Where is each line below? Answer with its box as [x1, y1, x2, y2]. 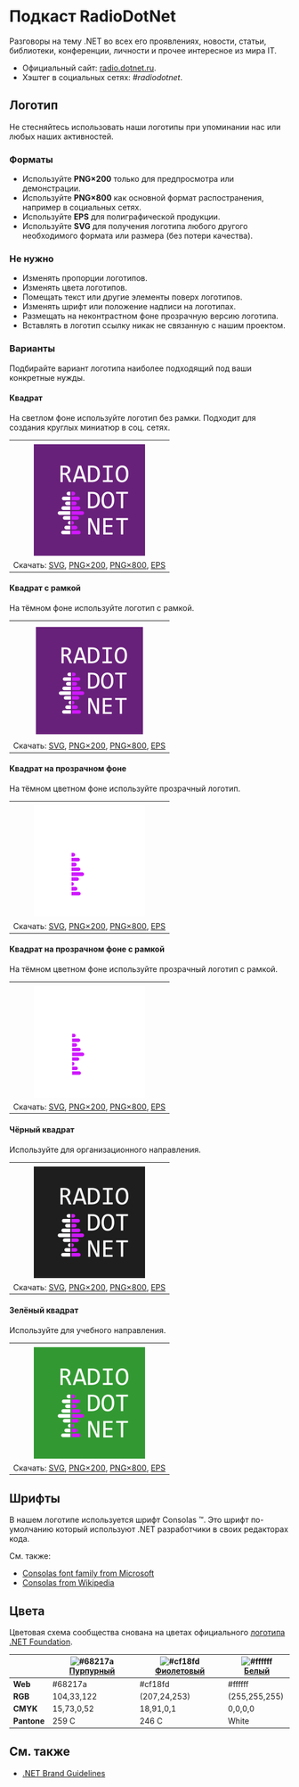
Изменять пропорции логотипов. [21, 273, 149, 284]
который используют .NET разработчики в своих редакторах [55, 1524, 289, 1535]
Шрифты [9, 1491, 61, 1506]
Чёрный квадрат [9, 1124, 75, 1135]
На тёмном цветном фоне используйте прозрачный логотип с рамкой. [9, 963, 279, 974]
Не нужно [9, 252, 54, 265]
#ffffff [228, 1678, 249, 1689]
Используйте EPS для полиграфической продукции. [21, 211, 221, 222]
